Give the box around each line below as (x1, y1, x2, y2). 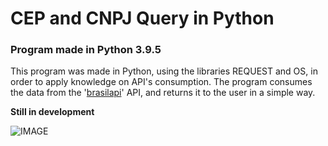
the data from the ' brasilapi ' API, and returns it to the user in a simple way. (10, 87, 316, 99)
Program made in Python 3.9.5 (10, 43, 162, 57)
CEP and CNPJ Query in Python (10, 7, 275, 30)
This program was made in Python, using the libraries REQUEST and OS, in (10, 65, 318, 77)
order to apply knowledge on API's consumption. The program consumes (10, 76, 313, 88)
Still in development (10, 106, 95, 118)
